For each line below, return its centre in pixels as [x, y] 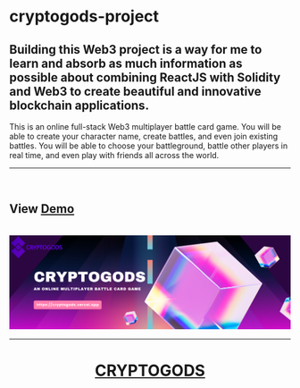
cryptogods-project [84, 17]
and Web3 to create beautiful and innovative [135, 91]
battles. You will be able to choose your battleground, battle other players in [149, 146]
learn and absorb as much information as [126, 63]
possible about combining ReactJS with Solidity [145, 77]
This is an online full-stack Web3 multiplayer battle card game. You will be [145, 127]
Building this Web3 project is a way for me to [136, 50]
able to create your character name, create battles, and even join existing [144, 136]
